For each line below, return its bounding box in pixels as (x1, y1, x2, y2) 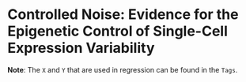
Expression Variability (7, 39, 155, 57)
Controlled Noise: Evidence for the (7, 6, 239, 24)
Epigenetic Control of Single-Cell (7, 22, 229, 40)
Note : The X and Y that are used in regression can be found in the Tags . (7, 65, 238, 74)
